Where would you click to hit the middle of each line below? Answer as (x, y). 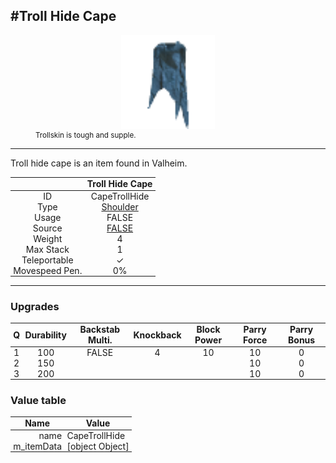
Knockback (157, 335)
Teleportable (47, 260)
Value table (38, 400)
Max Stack (47, 249)
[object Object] (98, 446)
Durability (45, 335)
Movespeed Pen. (48, 270)
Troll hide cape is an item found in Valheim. (99, 163)
